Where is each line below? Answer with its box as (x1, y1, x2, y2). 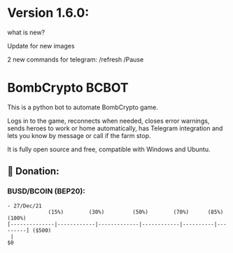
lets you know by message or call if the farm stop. (7, 131, 152, 139)
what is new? (7, 28, 45, 36)
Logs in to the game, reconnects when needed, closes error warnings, (7, 116, 210, 125)
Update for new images (7, 41, 75, 50)
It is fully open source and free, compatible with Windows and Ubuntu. (7, 145, 211, 153)
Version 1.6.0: (7, 5, 90, 21)
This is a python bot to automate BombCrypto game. (7, 103, 159, 111)
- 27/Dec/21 (7, 202, 42, 210)
